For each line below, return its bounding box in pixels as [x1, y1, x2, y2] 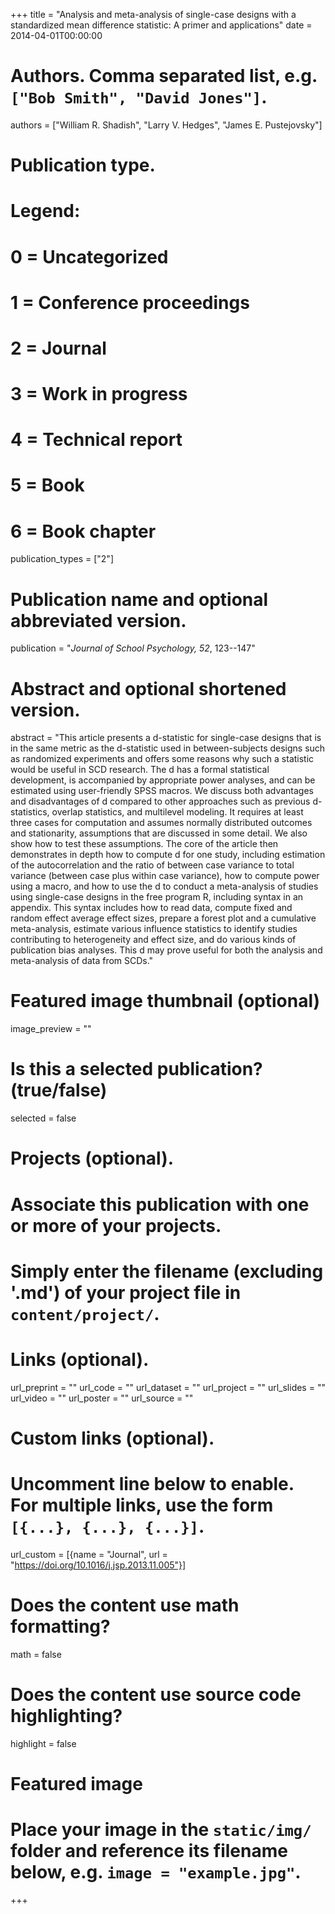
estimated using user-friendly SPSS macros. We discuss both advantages [10, 785, 314, 797]
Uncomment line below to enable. [10, 1473, 295, 1495]
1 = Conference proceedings [10, 291, 250, 314]
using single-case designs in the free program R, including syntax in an [10, 891, 304, 903]
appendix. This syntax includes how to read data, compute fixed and [10, 902, 293, 914]
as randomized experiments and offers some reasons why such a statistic [10, 753, 315, 765]
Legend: [10, 200, 81, 223]
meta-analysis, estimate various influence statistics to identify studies [10, 923, 298, 935]
